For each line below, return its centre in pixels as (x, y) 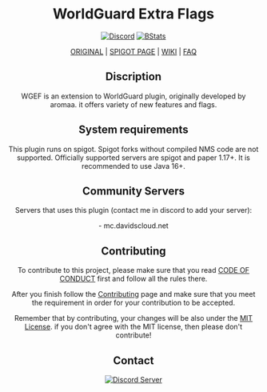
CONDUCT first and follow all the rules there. (133, 279)
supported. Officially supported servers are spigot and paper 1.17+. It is (133, 158)
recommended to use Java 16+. (133, 166)
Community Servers (133, 191)
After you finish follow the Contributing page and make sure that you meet (133, 294)
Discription (133, 77)
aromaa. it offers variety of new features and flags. (133, 104)
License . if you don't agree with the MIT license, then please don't (133, 327)
